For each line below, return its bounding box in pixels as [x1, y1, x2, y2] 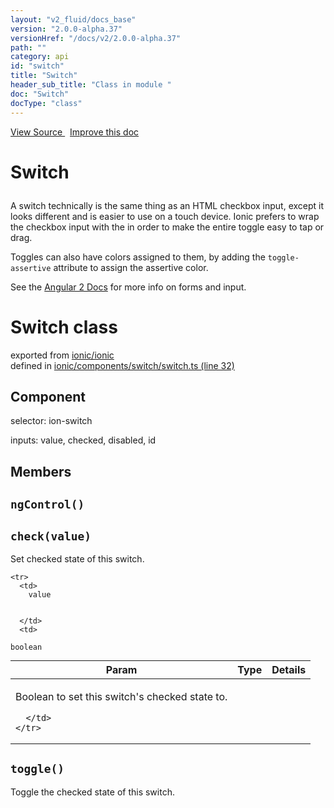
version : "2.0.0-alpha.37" [10, 24, 123, 34]
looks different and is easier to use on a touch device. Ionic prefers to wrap [10, 210, 320, 222]
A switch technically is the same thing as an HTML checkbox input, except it [10, 199, 325, 211]
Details [271, 663, 307, 677]
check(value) [10, 529, 92, 543]
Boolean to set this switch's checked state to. [15, 690, 228, 704]
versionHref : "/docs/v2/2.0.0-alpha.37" [10, 33, 182, 43]
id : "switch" [10, 61, 65, 71]
